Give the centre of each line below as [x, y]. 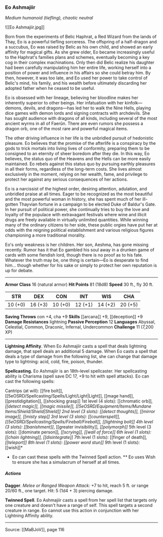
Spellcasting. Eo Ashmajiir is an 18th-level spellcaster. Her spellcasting [76, 371]
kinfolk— [133, 103]
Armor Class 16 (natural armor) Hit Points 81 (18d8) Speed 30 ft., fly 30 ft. [79, 285]
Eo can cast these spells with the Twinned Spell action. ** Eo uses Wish [84, 457]
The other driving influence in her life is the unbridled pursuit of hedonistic [79, 138]
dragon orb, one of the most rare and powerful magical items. [67, 129]
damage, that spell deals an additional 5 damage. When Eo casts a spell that [81, 351]
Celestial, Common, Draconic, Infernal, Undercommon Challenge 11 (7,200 [79, 327]
